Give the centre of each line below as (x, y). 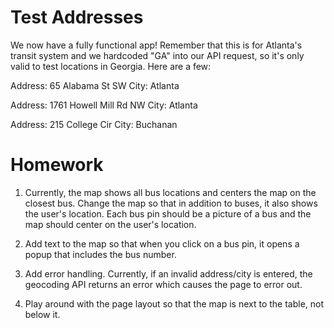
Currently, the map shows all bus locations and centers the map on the (170, 192)
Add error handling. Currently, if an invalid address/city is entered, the (168, 273)
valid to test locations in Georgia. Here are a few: (111, 66)
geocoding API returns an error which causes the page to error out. (163, 284)
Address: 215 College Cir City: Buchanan (94, 124)
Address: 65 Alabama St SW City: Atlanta (95, 85)
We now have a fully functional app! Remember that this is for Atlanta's (156, 45)
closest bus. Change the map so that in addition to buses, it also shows (171, 203)
